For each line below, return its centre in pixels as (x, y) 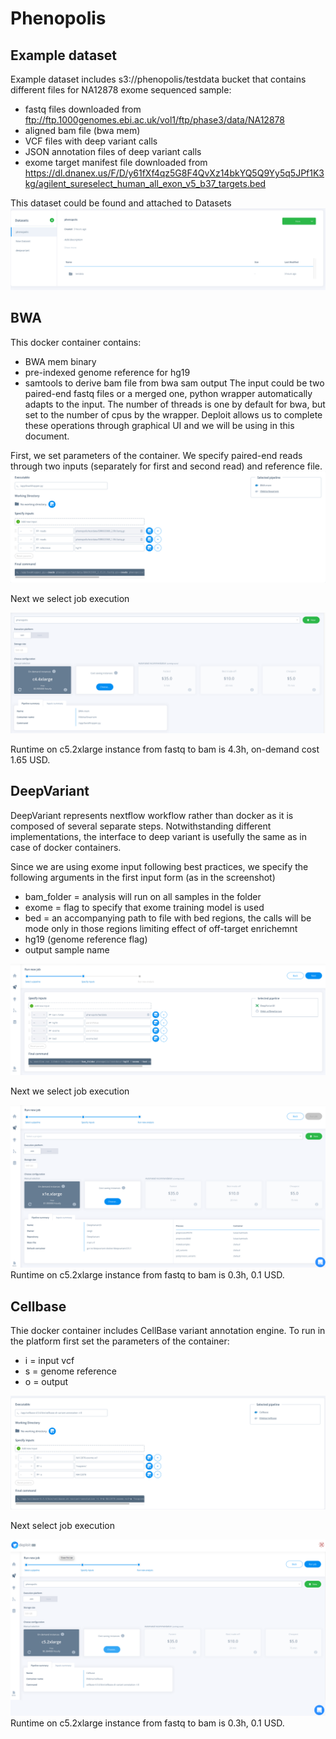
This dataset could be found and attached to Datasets (121, 203)
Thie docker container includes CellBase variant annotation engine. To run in (168, 1330)
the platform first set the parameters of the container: (120, 1341)
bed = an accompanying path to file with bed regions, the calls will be (168, 918)
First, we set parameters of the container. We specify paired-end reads (156, 455)
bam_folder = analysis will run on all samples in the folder (143, 896)
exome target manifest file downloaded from (116, 162)
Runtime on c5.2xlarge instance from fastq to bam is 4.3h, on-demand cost (165, 749)
